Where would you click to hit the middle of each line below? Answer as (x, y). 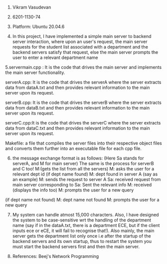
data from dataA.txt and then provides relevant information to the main (78, 87)
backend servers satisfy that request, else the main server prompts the (85, 52)
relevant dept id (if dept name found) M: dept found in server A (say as (85, 174)
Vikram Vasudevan (32, 7)
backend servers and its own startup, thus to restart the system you (82, 241)
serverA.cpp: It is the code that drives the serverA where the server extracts (83, 82)
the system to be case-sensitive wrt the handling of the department (82, 220)
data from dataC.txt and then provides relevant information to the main (78, 128)
